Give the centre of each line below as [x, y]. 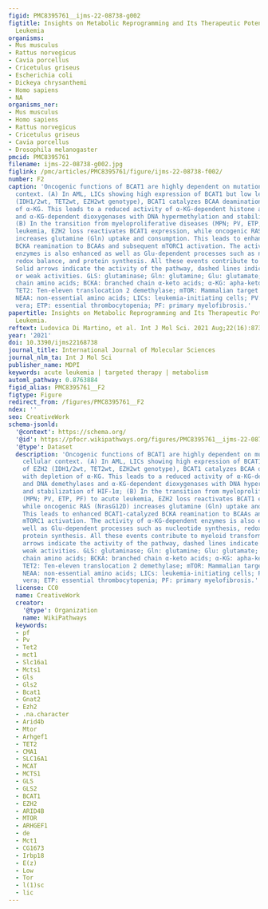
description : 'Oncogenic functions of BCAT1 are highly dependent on [133, 454]
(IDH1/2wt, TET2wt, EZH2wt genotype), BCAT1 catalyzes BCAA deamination [139, 201]
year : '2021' [30, 335]
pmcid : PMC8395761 [39, 157]
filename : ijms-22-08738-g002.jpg [66, 165]
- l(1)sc [30, 885]
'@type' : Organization [60, 610]
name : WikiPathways [55, 618]
